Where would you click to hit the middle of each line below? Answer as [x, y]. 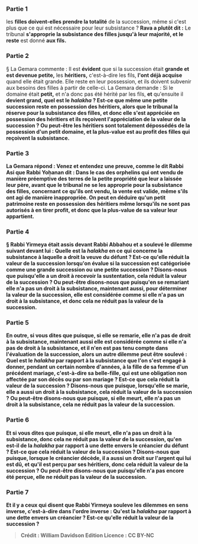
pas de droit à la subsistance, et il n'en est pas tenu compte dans [87, 348]
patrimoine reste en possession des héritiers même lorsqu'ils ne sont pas [98, 203]
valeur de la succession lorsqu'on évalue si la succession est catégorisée [98, 263]
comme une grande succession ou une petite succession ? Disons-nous [97, 270]
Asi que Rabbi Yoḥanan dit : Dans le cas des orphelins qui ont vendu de [95, 172]
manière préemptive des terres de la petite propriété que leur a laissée [94, 179]
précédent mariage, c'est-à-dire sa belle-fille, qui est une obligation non [97, 373]
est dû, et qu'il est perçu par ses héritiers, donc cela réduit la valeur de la [97, 464]
